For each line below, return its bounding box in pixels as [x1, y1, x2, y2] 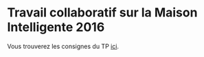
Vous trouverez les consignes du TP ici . [7, 42, 119, 50]
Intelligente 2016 [7, 19, 105, 35]
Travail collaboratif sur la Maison [7, 5, 198, 21]
